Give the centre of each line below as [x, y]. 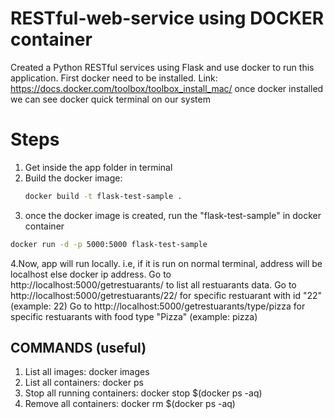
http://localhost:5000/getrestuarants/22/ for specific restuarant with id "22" [166, 295]
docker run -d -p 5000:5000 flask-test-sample [109, 244]
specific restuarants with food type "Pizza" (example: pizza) [134, 316]
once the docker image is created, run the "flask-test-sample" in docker [173, 215]
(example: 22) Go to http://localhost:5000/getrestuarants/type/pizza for [158, 306]
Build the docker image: [73, 178]
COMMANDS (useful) [78, 348]
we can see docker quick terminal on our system [110, 99]
